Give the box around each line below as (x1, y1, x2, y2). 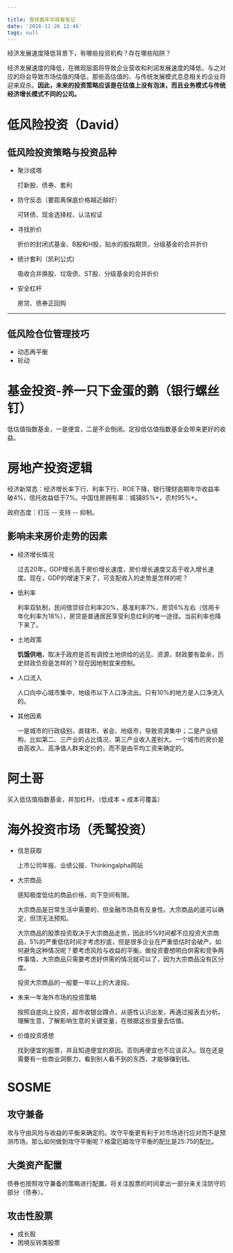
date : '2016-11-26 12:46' (7, 22, 82, 30)
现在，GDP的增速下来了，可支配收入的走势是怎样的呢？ (29, 574, 189, 582)
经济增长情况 (17, 550, 54, 558)
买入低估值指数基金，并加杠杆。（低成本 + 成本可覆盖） (7, 795, 164, 803)
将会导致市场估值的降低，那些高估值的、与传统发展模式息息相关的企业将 (19, 72, 226, 81)
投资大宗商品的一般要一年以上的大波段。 (17, 978, 133, 986)
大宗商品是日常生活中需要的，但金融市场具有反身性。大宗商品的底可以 (17, 905, 218, 913)
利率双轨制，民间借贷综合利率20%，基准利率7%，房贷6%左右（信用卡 (17, 603, 221, 611)
